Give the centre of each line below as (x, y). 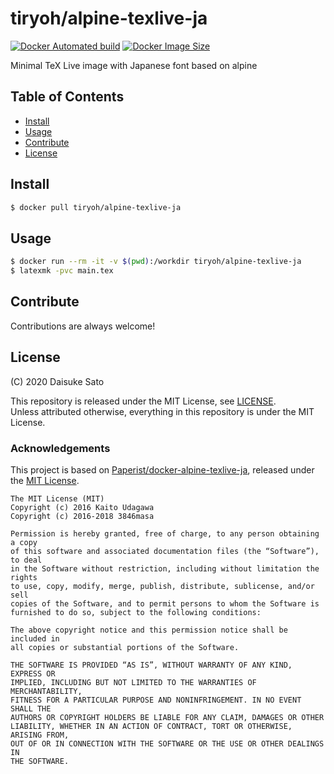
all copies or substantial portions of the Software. (125, 647)
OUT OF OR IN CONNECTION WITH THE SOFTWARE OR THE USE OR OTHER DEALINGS (167, 743)
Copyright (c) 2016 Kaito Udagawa (82, 507)
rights (24, 577)
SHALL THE (31, 708)
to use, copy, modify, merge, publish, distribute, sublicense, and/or (162, 586)
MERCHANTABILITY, (46, 691)
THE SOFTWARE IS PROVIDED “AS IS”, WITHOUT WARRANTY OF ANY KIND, (151, 665)
